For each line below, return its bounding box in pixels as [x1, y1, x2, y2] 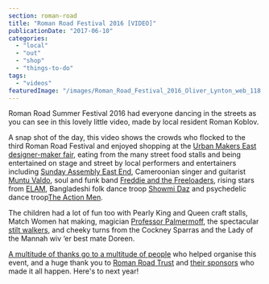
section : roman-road [8, 11, 78, 20]
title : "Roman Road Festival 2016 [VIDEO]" [8, 19, 157, 27]
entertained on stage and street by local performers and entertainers [8, 158, 237, 168]
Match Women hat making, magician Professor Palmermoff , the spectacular [8, 216, 259, 226]
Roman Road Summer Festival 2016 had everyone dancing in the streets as [8, 109, 257, 118]
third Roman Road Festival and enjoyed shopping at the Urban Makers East [8, 142, 257, 151]
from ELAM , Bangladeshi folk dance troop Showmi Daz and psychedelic [8, 184, 247, 194]
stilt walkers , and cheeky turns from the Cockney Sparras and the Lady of [8, 225, 254, 235]
